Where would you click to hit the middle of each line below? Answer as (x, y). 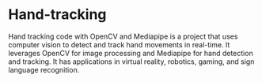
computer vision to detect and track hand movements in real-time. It (119, 44)
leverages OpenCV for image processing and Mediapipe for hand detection (131, 53)
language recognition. (44, 69)
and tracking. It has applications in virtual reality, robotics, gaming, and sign (131, 61)
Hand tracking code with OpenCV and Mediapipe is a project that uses (123, 36)
